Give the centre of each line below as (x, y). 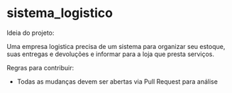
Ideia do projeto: (31, 33)
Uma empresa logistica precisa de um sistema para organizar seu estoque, (116, 46)
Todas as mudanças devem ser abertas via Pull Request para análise (117, 81)
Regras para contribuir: (40, 67)
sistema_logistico (60, 13)
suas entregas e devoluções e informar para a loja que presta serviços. (110, 54)
